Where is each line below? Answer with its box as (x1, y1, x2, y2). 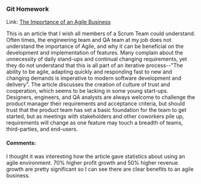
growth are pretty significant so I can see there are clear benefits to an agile (6, 165, 194, 173)
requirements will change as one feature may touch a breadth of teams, (6, 119, 183, 126)
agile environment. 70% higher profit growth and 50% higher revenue (6, 159, 178, 166)
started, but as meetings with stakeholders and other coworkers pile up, (6, 113, 184, 120)
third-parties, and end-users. (6, 125, 78, 133)
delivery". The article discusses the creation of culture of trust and (6, 81, 170, 88)
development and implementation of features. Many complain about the (6, 49, 183, 56)
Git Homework (6, 5, 49, 13)
